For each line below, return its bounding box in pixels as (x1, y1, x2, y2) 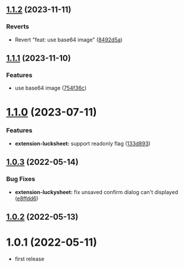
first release (14, 255, 45, 262)
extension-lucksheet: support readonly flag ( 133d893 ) (14, 139, 151, 147)
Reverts (6, 23, 30, 31)
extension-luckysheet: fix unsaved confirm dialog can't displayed (14, 188, 179, 195)
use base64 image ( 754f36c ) (14, 84, 87, 91)
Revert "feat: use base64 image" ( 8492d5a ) (14, 36, 123, 43)
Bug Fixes (6, 175, 36, 183)
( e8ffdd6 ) (14, 195, 39, 202)
